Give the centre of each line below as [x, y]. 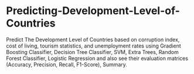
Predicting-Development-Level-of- [93, 11]
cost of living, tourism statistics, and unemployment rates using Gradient [94, 46]
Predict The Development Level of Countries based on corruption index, [93, 39]
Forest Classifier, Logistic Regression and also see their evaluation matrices [97, 58]
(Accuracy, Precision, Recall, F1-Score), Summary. [67, 64]
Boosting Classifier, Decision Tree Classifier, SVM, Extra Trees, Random [92, 52]
